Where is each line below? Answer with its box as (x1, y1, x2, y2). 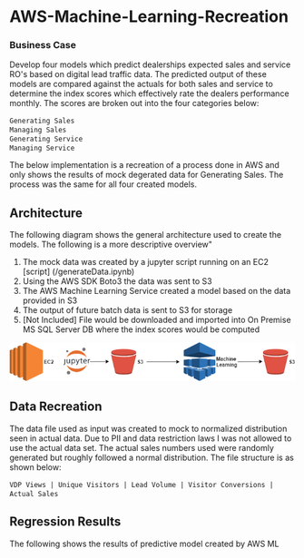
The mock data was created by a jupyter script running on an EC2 (22, 257, 270, 268)
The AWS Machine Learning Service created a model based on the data (22, 286, 291, 297)
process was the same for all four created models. (9, 179, 198, 190)
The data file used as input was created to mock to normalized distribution (9, 423, 288, 434)
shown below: (9, 461, 62, 473)
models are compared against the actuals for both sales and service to (9, 79, 274, 90)
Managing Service (9, 143, 75, 153)
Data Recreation (9, 399, 103, 415)
